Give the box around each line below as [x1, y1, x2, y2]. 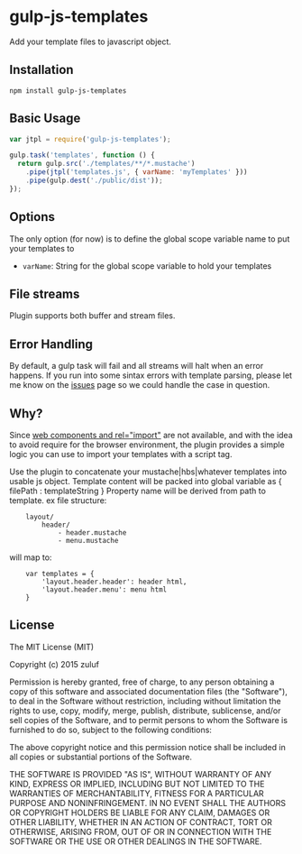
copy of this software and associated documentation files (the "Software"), [9, 685, 288, 696]
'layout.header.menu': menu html [41, 585, 168, 594]
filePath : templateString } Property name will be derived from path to [9, 485, 266, 497]
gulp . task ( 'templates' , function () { [9, 151, 155, 160]
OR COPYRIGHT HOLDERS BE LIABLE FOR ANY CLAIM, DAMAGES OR [9, 807, 270, 818]
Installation [9, 62, 74, 78]
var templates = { [25, 570, 95, 579]
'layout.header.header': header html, [41, 577, 188, 587]
